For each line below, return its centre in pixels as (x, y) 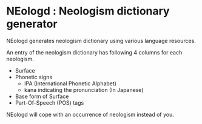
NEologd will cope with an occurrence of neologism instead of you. (90, 114)
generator (32, 24)
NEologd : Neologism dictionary (88, 11)
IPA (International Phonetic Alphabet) (70, 83)
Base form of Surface (42, 96)
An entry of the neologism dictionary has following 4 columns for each (94, 52)
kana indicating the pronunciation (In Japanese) (84, 90)
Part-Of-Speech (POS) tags (49, 103)
